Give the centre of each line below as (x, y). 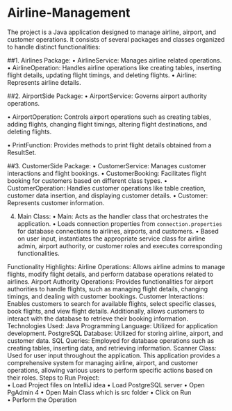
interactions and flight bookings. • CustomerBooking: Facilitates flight (107, 173)
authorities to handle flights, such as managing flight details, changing (108, 289)
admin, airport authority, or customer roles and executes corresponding (119, 245)
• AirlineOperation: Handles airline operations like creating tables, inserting (114, 67)
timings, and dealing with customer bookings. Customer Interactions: (106, 296)
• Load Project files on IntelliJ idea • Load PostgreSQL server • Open (106, 385)
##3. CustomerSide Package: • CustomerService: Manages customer (107, 166)
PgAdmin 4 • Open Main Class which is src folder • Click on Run (99, 392)
